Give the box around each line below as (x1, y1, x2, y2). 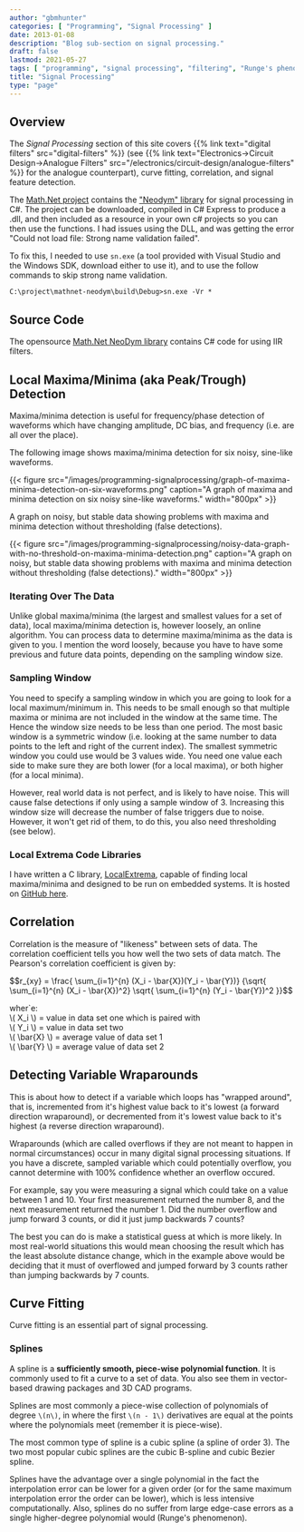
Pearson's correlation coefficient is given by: (9, 958, 176, 969)
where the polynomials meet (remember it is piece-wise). (9, 1419, 223, 1430)
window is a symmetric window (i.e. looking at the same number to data (9, 731, 278, 742)
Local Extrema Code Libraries (9, 848, 142, 861)
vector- (260, 1372, 288, 1383)
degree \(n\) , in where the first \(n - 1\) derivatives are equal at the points (9, 1410, 294, 1420)
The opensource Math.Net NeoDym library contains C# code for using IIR (9, 337, 283, 347)
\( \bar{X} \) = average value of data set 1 (9, 1031, 163, 1042)
